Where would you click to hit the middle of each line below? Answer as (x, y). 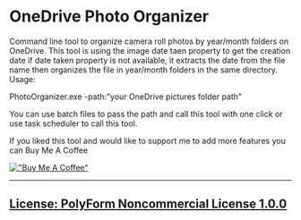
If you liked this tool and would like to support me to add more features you (148, 140)
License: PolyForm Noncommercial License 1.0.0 (148, 204)
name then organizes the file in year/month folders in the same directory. (144, 70)
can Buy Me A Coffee (49, 150)
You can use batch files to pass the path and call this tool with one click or (146, 114)
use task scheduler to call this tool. (73, 123)
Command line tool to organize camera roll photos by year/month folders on (149, 41)
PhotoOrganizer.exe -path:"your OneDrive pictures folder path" (126, 97)
